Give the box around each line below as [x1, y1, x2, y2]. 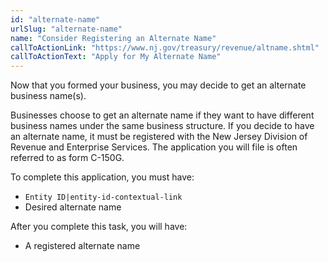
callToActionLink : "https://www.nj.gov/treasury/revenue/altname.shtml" [10, 42, 320, 53]
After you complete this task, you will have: [10, 221, 188, 233]
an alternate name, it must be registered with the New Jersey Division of [10, 131, 308, 143]
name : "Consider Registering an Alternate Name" [10, 33, 217, 43]
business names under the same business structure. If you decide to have [10, 120, 315, 132]
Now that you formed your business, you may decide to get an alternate [10, 79, 307, 91]
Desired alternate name [24, 201, 122, 213]
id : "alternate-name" [10, 14, 101, 25]
